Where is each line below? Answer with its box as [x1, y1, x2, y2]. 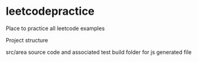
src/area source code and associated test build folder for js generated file [6, 48, 192, 56]
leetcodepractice [6, 4, 95, 18]
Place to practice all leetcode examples [6, 25, 105, 32]
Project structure [6, 36, 48, 44]
